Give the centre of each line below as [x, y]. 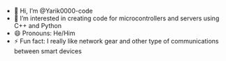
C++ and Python [37, 26]
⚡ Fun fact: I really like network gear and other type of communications [116, 41]
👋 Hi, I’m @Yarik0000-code [53, 11]
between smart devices [48, 51]
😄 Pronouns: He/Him [44, 33]
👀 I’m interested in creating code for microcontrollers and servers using [116, 18]
